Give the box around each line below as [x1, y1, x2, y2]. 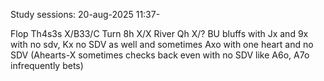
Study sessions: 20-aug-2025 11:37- [10, 9, 161, 20]
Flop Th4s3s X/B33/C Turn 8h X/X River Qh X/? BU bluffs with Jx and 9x [10, 28, 309, 39]
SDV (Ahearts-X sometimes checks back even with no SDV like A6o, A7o [10, 49, 310, 61]
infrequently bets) [10, 60, 84, 71]
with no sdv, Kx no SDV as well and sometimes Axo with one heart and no [10, 39, 314, 50]
